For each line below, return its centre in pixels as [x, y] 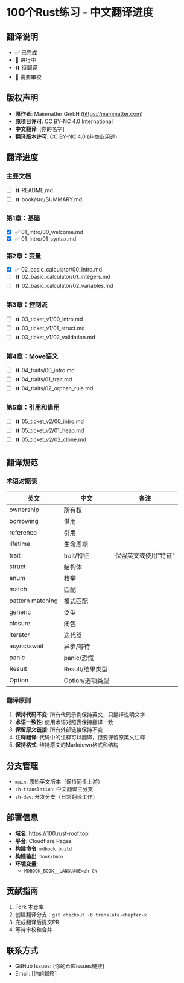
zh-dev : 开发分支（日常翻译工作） [56, 796]
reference [23, 532]
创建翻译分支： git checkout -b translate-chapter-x [81, 914]
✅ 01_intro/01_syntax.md [46, 238]
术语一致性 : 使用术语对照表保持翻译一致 [64, 722]
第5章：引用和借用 [33, 407]
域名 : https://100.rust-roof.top [52, 833]
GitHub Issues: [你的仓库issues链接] [59, 966]
